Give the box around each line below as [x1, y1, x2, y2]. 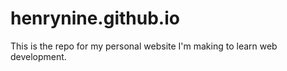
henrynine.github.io [10, 7, 180, 30]
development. [10, 50, 67, 62]
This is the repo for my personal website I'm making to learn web [10, 40, 278, 52]
